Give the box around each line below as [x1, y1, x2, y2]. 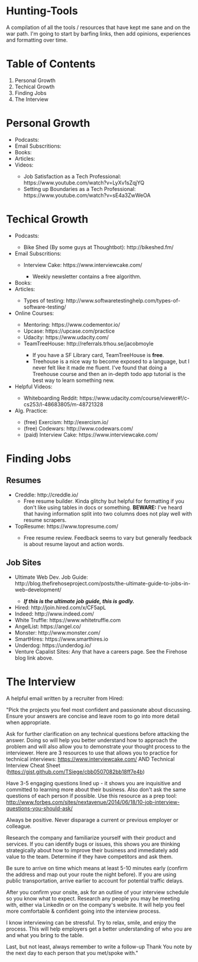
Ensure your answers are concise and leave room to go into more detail [6, 712, 180, 719]
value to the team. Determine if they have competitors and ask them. [6, 853, 173, 860]
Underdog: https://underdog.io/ [14, 642, 92, 649]
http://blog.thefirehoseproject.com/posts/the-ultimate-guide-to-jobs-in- [14, 579, 191, 587]
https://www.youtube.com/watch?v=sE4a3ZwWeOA [23, 192, 151, 199]
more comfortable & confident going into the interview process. [6, 907, 161, 915]
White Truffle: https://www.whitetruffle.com [14, 616, 121, 623]
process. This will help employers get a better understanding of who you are [6, 925, 192, 932]
